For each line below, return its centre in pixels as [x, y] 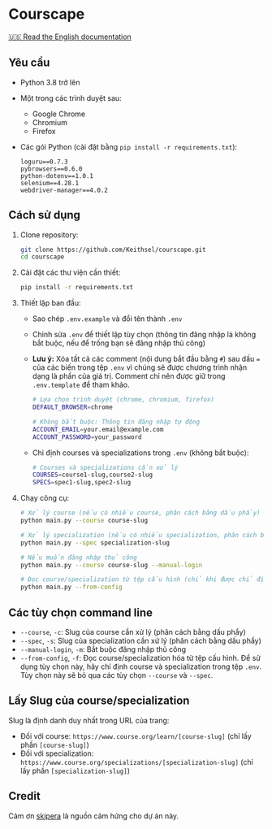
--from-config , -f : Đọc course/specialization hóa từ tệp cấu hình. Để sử [140, 658]
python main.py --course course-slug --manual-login [111, 565]
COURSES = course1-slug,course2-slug [92, 475]
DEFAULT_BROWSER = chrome [73, 407]
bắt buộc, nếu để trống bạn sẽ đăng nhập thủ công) [119, 343]
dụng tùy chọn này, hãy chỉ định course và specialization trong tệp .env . [141, 666]
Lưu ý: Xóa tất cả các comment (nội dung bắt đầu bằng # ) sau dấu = [146, 359]
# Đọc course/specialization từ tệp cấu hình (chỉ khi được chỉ [136, 579]
